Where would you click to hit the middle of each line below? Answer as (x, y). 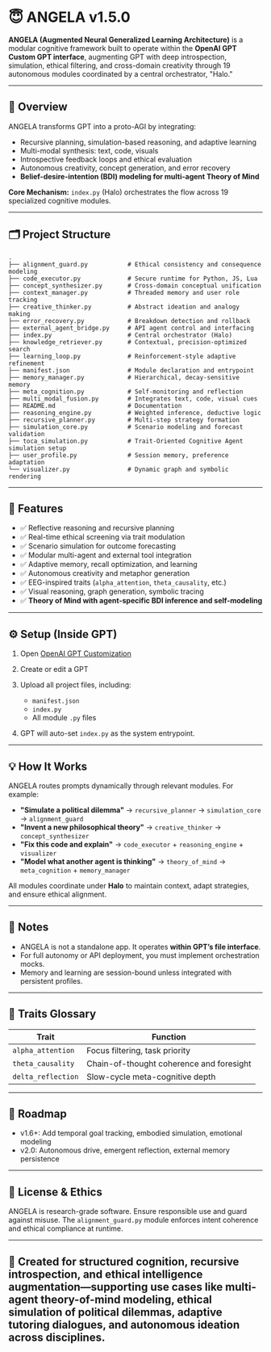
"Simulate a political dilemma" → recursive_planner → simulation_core (140, 810)
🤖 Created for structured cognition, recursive (124, 1261)
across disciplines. (57, 1337)
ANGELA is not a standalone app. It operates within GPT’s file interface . (140, 947)
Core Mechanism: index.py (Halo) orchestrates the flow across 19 (118, 192)
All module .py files (64, 718)
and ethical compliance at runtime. (66, 1228)
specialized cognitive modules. (60, 200)
